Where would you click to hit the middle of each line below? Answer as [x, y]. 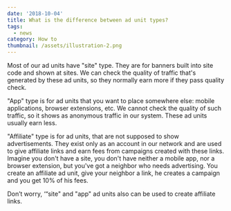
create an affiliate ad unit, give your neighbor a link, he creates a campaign [113, 173]
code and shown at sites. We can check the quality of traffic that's [102, 73]
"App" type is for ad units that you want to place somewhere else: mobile [111, 101]
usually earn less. [32, 123]
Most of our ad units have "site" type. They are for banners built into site [110, 65]
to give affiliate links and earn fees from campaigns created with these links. [116, 151]
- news [23, 33]
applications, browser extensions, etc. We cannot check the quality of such [114, 108]
